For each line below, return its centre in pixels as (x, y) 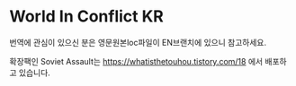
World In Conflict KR (86, 17)
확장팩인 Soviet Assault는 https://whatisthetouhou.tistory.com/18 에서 (136, 61)
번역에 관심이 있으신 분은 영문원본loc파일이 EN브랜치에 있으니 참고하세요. (138, 42)
